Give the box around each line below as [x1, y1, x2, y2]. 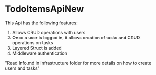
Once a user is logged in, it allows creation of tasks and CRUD [12, 35, 140, 40]
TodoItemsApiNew [5, 3, 84, 15]
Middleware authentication [12, 50, 67, 56]
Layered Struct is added [12, 45, 62, 51]
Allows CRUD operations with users [12, 29, 86, 35]
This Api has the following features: [5, 20, 78, 26]
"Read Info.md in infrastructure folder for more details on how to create [5, 60, 152, 66]
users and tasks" [5, 65, 40, 71]
